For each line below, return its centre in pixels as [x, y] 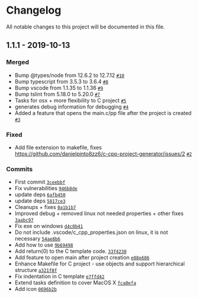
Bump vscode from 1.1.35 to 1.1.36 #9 [59, 88]
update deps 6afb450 [40, 195]
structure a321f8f [36, 270]
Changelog [34, 10]
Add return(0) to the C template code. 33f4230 [71, 251]
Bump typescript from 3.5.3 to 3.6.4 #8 [61, 81]
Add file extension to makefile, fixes [58, 147]
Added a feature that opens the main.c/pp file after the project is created [103, 113]
